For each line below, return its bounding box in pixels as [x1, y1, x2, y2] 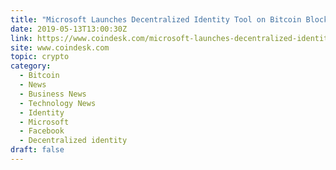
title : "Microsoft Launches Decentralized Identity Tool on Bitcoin [10, 14, 302, 25]
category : [10, 61, 52, 71]
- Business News [19, 89, 87, 99]
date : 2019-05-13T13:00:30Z [10, 24, 128, 34]
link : [10, 33, 33, 43]
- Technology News [19, 98, 97, 108]
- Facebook [19, 126, 65, 136]
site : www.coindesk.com [10, 42, 110, 53]
